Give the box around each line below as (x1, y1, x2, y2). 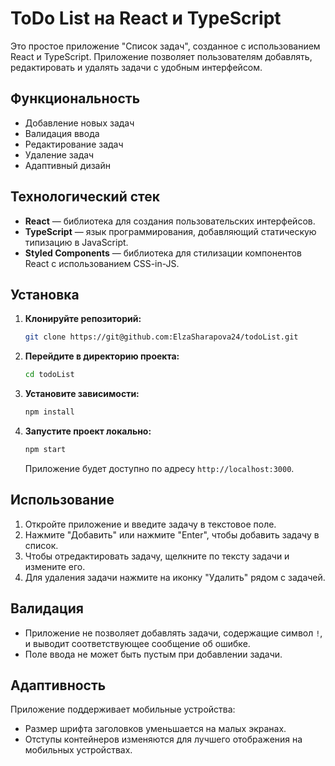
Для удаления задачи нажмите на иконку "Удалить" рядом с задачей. (24, 571, 326, 583)
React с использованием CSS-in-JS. (24, 257, 180, 269)
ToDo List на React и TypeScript (10, 7, 282, 30)
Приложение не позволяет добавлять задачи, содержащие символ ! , (24, 627, 323, 639)
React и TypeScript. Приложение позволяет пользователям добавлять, (10, 50, 313, 62)
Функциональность (10, 90, 141, 107)
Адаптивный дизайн (24, 159, 111, 171)
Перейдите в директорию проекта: (24, 350, 180, 362)
